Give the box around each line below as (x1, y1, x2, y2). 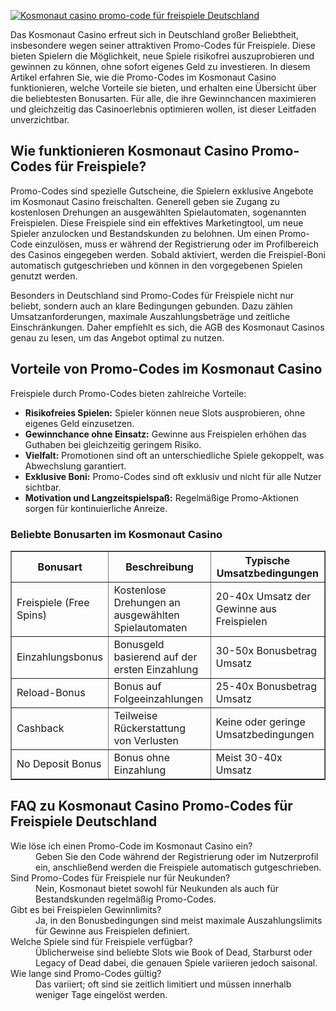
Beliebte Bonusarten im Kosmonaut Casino (10, 527, 223, 541)
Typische (244, 553, 291, 567)
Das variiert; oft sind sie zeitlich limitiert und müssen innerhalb (35, 978, 292, 990)
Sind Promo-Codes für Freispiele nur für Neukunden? (10, 871, 231, 884)
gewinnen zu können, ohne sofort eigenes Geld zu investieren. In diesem (10, 61, 311, 72)
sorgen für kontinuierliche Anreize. (24, 502, 168, 514)
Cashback (16, 721, 65, 735)
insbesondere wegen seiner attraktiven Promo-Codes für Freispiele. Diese (10, 40, 316, 51)
